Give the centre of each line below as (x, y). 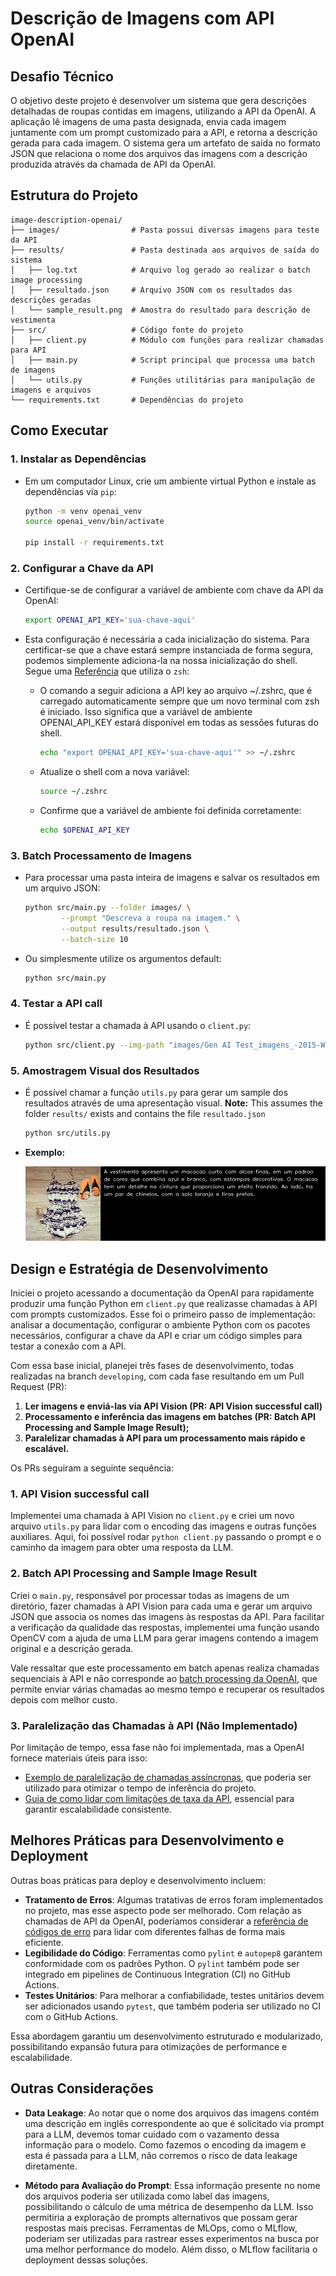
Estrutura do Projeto (74, 195)
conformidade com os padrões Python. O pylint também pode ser (162, 1963)
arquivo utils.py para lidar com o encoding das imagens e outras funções (163, 1526)
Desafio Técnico (62, 76)
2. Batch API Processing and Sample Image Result (134, 1574)
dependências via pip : (70, 491)
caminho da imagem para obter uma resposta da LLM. (122, 1548)
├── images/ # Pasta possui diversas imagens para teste (165, 230)
